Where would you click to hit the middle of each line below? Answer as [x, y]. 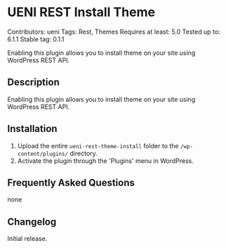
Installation [32, 129]
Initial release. [27, 239]
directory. [84, 153]
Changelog [32, 222]
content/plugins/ [43, 154]
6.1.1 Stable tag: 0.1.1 [36, 39]
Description [33, 83]
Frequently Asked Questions [71, 182]
